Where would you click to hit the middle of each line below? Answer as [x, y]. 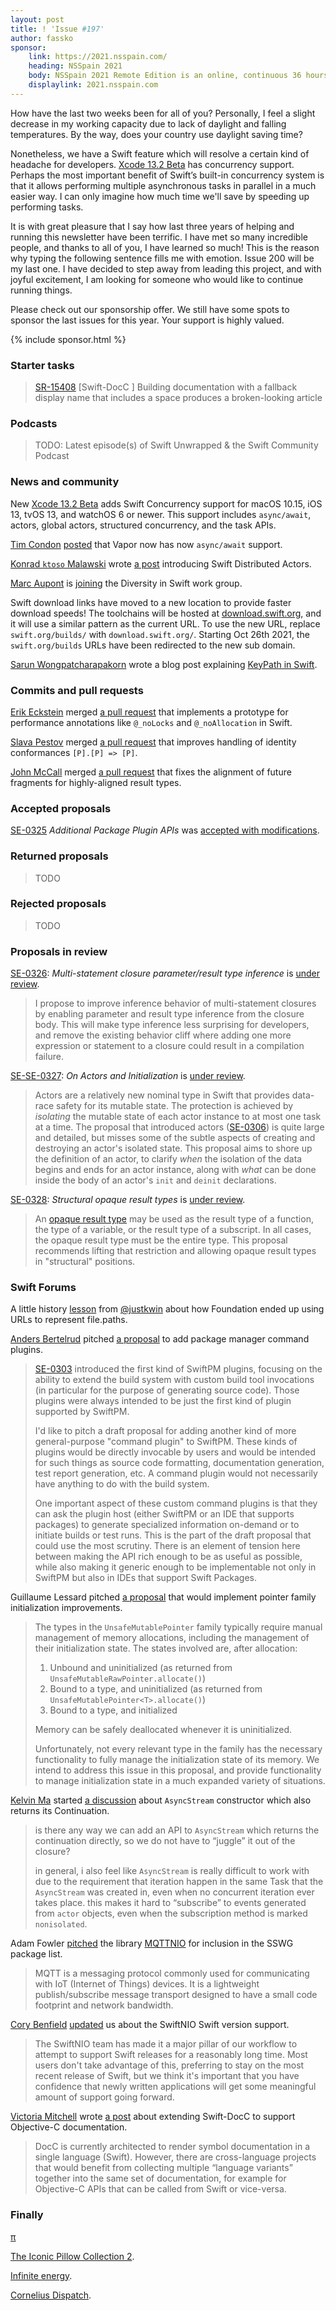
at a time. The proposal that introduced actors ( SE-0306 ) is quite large [179, 1127]
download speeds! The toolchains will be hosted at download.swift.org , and [166, 613]
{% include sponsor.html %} [68, 339]
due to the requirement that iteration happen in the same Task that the [179, 1882]
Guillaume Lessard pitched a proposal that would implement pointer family [163, 1597]
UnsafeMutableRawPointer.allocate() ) [128, 1678]
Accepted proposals [61, 808]
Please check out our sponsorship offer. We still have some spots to [150, 309]
